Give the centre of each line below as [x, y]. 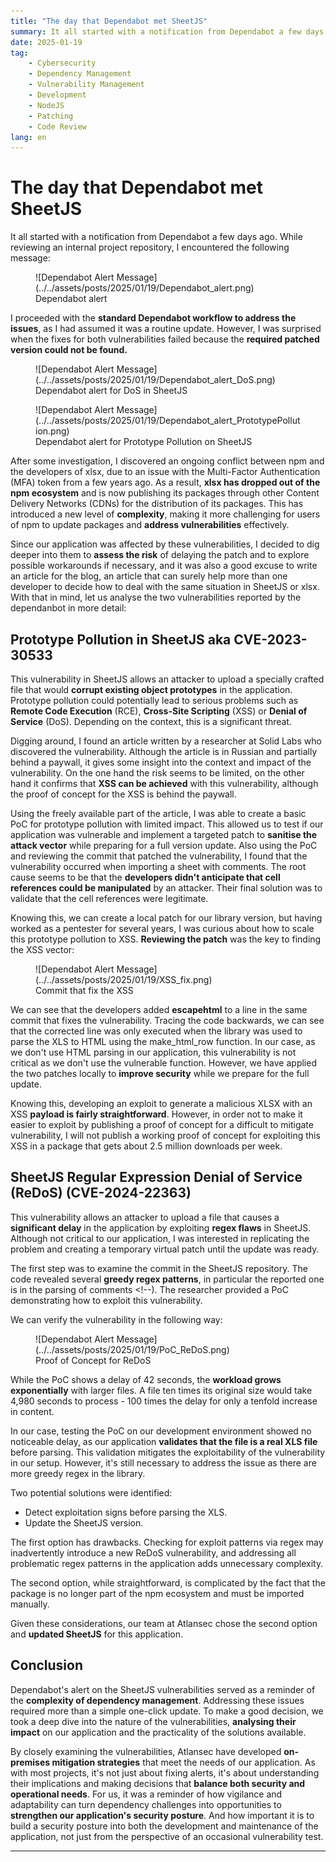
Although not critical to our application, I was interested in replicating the [160, 1238]
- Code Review [57, 126]
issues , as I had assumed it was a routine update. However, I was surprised [166, 329]
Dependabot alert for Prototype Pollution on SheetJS [144, 442]
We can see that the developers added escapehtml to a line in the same [159, 1009]
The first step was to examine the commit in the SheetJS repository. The [159, 1268]
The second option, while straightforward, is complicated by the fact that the [168, 1582]
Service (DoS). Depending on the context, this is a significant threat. [151, 721]
